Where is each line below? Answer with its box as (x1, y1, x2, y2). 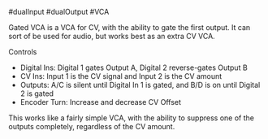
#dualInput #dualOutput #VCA (8, 7, 110, 16)
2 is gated (19, 89, 54, 98)
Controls (8, 47, 37, 56)
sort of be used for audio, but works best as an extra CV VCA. (8, 32, 215, 41)
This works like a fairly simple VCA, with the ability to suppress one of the (8, 113, 254, 123)
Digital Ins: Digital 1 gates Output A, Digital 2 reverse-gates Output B (19, 63, 248, 72)
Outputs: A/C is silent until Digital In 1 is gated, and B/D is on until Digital (19, 80, 261, 89)
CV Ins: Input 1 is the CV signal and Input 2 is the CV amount (19, 72, 223, 80)
